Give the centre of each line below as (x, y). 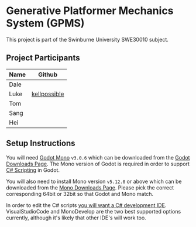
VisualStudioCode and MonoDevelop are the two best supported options (94, 211)
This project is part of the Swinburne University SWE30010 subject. (87, 39)
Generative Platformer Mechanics (90, 11)
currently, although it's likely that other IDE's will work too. (76, 218)
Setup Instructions (41, 143)
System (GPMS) (45, 23)
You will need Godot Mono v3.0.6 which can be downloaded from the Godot (98, 157)
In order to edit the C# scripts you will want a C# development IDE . (86, 205)
